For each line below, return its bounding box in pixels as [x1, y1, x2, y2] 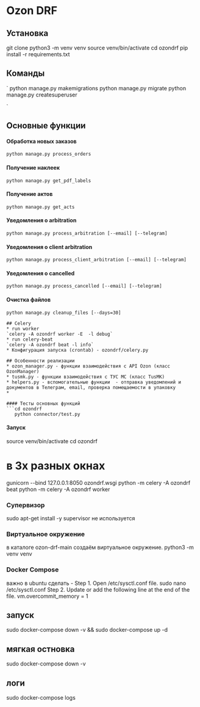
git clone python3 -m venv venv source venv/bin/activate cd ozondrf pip [6, 44, 188, 51]
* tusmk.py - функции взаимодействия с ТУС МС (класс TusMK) [6, 374, 165, 380]
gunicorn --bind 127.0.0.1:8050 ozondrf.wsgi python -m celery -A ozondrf [6, 479, 191, 486]
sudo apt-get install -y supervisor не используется [6, 515, 135, 522]
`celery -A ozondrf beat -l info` [6, 341, 95, 348]
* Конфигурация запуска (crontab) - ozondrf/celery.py [6, 347, 149, 353]
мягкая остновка [6, 644, 75, 654]
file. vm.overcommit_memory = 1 [6, 592, 88, 600]
